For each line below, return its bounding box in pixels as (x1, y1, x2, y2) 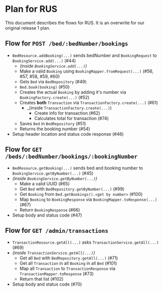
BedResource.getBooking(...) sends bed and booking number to (12, 165, 143, 171)
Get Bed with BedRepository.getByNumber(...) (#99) (19, 186, 125, 192)
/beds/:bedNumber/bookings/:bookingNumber (5, 153, 138, 160)
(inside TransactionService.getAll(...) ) (12, 250, 95, 256)
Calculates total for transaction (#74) (34, 115, 109, 121)
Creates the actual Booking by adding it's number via (19, 89, 127, 95)
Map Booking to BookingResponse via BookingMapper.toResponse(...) (19, 196, 158, 202)
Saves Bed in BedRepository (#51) (19, 120, 86, 126)
